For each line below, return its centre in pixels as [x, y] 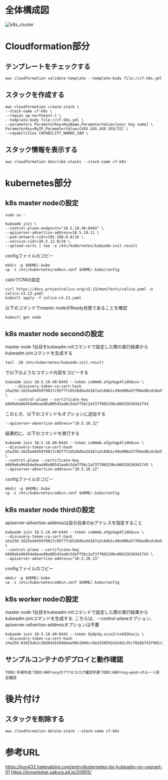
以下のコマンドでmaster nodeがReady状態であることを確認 [66, 308]
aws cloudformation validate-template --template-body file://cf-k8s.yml [84, 78]
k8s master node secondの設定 [54, 334]
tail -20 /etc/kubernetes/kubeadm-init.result [54, 363]
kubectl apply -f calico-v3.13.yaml [43, 298]
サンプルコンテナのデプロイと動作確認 [64, 660]
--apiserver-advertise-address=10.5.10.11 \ [52, 232]
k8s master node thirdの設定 [50, 510]
